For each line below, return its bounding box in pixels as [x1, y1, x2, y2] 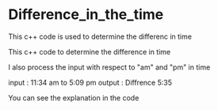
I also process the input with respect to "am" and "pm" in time [8, 62, 211, 72]
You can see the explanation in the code [8, 93, 140, 102]
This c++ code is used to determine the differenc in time [8, 32, 193, 41]
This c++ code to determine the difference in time [8, 47, 171, 56]
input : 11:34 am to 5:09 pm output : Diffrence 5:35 [8, 78, 173, 87]
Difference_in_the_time [8, 6, 164, 24]
